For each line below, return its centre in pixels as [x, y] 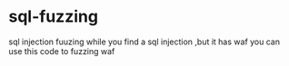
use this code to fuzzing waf [62, 51]
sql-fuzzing [54, 17]
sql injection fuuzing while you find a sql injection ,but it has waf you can [144, 42]
